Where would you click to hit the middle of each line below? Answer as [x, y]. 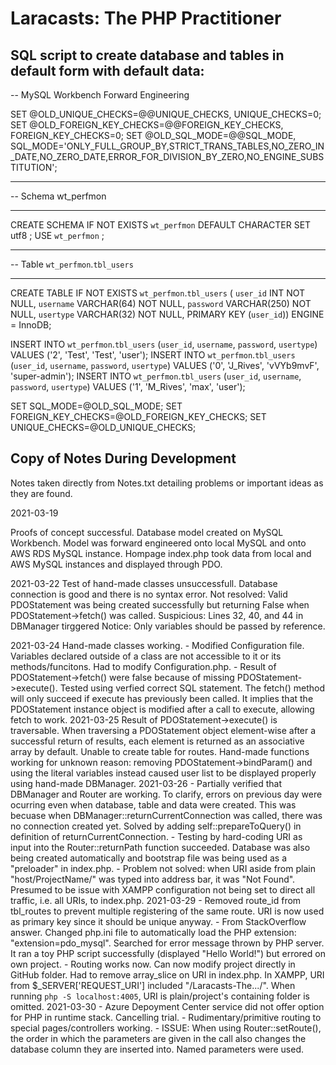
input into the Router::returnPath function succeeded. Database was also [160, 847]
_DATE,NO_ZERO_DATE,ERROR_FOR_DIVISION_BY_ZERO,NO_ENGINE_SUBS [167, 156]
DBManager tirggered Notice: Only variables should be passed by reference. [168, 626]
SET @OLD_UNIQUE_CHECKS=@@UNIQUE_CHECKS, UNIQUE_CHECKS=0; [166, 114]
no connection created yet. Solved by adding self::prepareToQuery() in [156, 826]
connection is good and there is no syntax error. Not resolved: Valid [149, 594]
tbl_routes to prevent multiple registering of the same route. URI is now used [167, 911]
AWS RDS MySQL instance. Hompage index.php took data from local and [161, 553]
